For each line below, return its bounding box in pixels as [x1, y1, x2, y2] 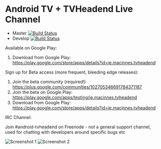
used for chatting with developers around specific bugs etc [5, 129, 125, 135]
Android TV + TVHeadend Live [5, 3, 133, 15]
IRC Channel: [5, 114, 32, 120]
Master [12, 30, 27, 36]
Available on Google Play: [5, 45, 57, 51]
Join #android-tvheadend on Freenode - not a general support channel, [5, 124, 151, 130]
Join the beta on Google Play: [12, 89, 73, 95]
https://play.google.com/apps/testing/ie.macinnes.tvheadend [12, 94, 137, 100]
